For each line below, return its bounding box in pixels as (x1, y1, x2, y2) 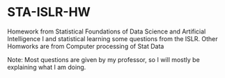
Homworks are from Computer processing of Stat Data (7, 42, 164, 50)
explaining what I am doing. (7, 63, 86, 71)
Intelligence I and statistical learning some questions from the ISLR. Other (7, 34, 218, 42)
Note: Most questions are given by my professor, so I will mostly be (7, 55, 200, 63)
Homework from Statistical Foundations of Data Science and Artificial (7, 27, 206, 36)
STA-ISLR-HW (7, 4, 91, 20)
